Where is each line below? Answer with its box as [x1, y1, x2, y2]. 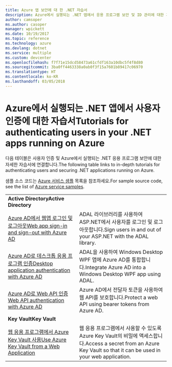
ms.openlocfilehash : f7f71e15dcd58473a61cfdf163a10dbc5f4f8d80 [5, 60, 143, 65]
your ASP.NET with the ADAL [79, 232, 149, 240]
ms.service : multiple [5, 50, 52, 55]
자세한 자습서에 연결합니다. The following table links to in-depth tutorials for [5, 161, 160, 167]
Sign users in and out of [104, 226, 161, 233]
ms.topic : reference [5, 36, 50, 41]
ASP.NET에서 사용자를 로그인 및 [79, 218, 153, 225]
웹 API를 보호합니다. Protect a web [79, 294, 158, 301]
